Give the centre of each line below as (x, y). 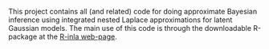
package (23, 36)
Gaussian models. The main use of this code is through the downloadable (130, 28)
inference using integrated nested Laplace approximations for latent (120, 20)
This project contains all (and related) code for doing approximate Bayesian (133, 11)
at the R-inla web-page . (78, 36)
